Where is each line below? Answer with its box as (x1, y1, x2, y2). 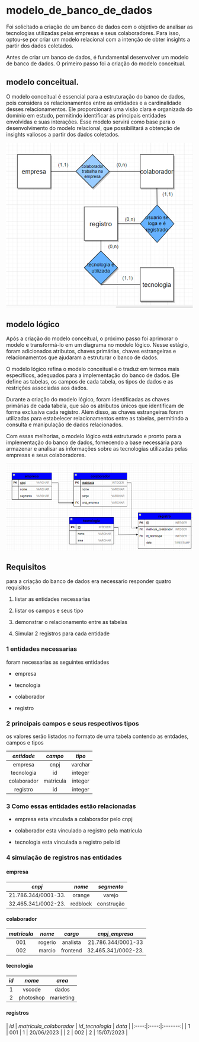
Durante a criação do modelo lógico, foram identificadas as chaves (6, 396, 170, 403)
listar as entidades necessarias (14, 596, 91, 603)
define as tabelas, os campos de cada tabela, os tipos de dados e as (6, 378, 174, 385)
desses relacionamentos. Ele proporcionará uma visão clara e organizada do (6, 105, 193, 113)
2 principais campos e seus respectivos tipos (6, 719, 139, 727)
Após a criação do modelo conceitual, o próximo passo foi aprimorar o (6, 335, 178, 342)
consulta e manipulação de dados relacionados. (6, 421, 123, 428)
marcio (38, 947, 56, 954)
